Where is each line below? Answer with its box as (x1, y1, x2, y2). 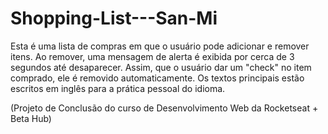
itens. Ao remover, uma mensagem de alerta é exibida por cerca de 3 (10, 50, 295, 62)
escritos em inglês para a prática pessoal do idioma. (10, 82, 226, 94)
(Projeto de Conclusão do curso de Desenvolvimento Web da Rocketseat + (10, 102, 319, 114)
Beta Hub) (10, 112, 52, 124)
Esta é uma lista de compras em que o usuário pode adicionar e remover (10, 40, 310, 52)
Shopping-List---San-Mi (10, 7, 218, 30)
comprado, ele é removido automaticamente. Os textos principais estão (10, 72, 305, 84)
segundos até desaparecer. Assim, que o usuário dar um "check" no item (10, 61, 312, 73)
